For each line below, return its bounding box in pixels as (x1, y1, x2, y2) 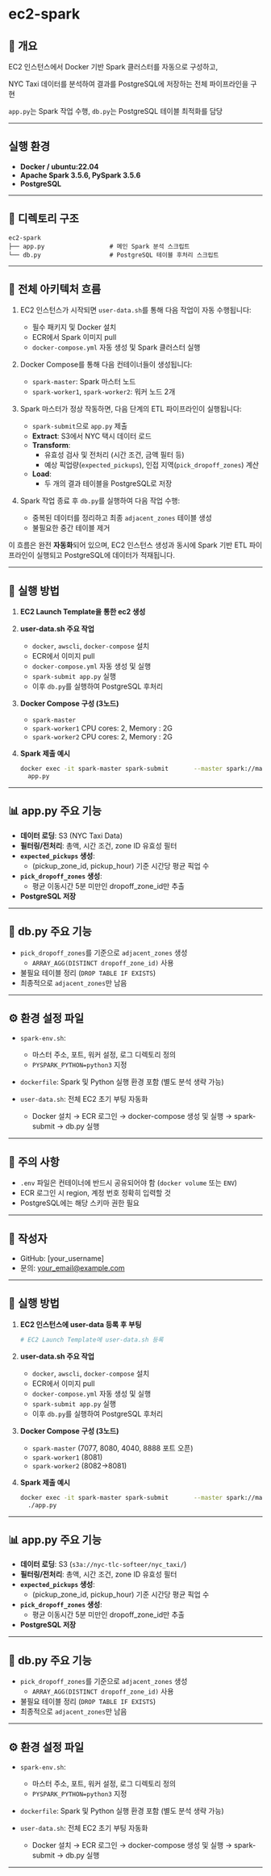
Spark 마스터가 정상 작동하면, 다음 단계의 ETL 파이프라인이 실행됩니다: (19, 404, 242, 414)
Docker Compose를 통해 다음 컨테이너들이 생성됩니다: (19, 360, 193, 370)
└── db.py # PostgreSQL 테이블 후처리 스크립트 (8, 251, 219, 259)
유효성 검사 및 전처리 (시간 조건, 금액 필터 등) (44, 450, 185, 460)
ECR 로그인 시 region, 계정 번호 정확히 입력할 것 (19, 1188, 172, 1198)
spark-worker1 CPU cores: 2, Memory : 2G (31, 723, 173, 733)
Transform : (31, 441, 71, 450)
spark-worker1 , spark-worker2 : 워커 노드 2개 (31, 387, 176, 396)
